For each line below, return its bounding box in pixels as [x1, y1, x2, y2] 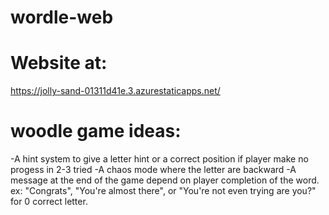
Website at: [10, 52, 108, 75]
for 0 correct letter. [10, 196, 88, 208]
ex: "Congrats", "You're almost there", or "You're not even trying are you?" [10, 185, 317, 197]
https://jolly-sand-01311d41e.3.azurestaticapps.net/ [10, 85, 221, 97]
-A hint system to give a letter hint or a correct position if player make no [10, 153, 309, 165]
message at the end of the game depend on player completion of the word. [10, 174, 320, 186]
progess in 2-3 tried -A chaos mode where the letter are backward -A [10, 164, 297, 176]
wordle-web [10, 6, 114, 29]
